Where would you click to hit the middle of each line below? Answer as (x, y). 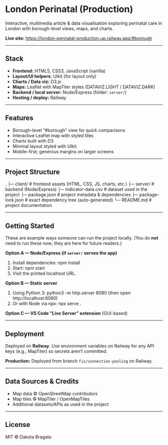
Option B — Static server (31, 283)
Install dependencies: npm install (46, 263)
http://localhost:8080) (35, 298)
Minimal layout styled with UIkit (44, 146)
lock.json (14, 200)
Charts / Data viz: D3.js (37, 81)
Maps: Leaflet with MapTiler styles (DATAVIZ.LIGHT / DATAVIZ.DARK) (84, 87)
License (18, 425)
